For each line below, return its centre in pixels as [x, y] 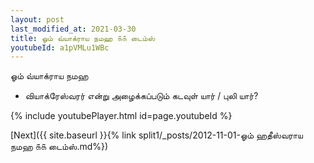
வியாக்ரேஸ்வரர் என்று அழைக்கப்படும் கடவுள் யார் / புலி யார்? [141, 96]
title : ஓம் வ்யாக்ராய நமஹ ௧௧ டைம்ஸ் [83, 38]
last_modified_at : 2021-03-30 [73, 29]
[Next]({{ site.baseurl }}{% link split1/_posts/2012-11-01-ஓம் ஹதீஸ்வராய [156, 135]
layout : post [37, 19]
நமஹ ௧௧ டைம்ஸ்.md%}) [59, 147]
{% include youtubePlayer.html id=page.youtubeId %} [121, 116]
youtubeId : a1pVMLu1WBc [60, 47]
